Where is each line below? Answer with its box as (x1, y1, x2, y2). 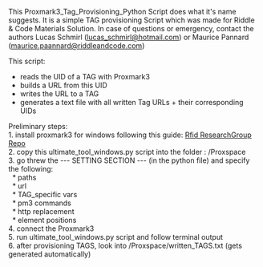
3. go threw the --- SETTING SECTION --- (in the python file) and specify (8, 156, 250, 165)
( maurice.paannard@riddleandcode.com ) (8, 41, 145, 51)
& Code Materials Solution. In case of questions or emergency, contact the (8, 24, 254, 33)
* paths (11, 172, 37, 182)
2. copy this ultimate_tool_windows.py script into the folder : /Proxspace (8, 148, 246, 156)
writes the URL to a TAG (19, 89, 99, 99)
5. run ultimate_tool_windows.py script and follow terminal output (8, 233, 223, 241)
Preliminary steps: (8, 122, 68, 131)
